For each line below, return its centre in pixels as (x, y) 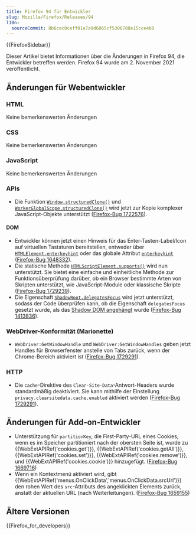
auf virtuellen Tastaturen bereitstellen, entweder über (79, 247)
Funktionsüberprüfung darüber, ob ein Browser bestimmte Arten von (98, 279)
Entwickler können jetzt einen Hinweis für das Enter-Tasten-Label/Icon (100, 241)
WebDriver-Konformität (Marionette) (60, 331)
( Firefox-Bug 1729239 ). (43, 291)
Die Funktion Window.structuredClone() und (68, 201)
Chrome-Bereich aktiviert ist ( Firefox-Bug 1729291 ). (77, 357)
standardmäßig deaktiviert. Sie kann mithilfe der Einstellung (87, 391)
